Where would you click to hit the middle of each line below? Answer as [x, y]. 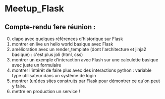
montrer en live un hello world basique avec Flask [62, 44]
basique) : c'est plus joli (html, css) [47, 54]
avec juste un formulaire [36, 65]
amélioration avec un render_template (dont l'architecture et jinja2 [79, 49]
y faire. [19, 86]
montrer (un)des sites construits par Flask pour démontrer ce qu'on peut [86, 81]
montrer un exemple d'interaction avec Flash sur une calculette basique [85, 60]
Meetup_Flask [34, 9]
